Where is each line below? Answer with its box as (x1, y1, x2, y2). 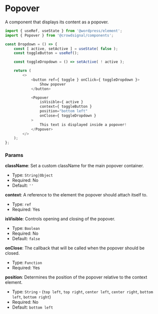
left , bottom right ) (12, 294, 51, 300)
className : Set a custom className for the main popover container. (5, 163, 144, 169)
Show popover (39, 82, 66, 87)
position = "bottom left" (39, 109, 88, 114)
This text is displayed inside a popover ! (39, 122, 127, 127)
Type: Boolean (12, 226, 40, 231)
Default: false (12, 236, 40, 242)
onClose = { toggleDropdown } (39, 113, 96, 118)
